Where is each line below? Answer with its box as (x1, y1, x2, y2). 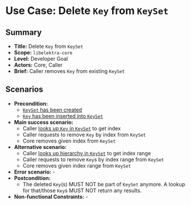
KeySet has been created (22, 106, 82, 113)
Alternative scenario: (13, 143, 67, 150)
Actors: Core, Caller (13, 61, 62, 68)
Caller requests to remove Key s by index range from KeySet (22, 156, 164, 163)
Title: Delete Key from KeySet (13, 43, 84, 50)
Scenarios (5, 85, 43, 95)
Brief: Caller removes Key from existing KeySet (13, 68, 125, 74)
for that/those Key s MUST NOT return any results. (22, 187, 142, 194)
